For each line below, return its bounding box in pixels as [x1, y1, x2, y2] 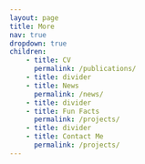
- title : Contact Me [26, 132, 104, 141]
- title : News [26, 81, 79, 90]
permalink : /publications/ [33, 65, 137, 74]
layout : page [9, 13, 59, 23]
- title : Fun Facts [26, 107, 100, 116]
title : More [9, 22, 55, 31]
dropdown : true [9, 38, 67, 48]
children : [9, 47, 47, 56]
